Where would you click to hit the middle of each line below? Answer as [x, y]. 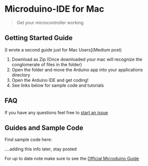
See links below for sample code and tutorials [58, 85]
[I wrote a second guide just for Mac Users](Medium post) [63, 49]
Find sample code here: [28, 140]
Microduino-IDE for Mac [54, 9]
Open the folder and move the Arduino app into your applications [77, 70]
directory [21, 75]
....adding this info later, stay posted [41, 149]
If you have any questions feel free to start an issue [56, 112]
